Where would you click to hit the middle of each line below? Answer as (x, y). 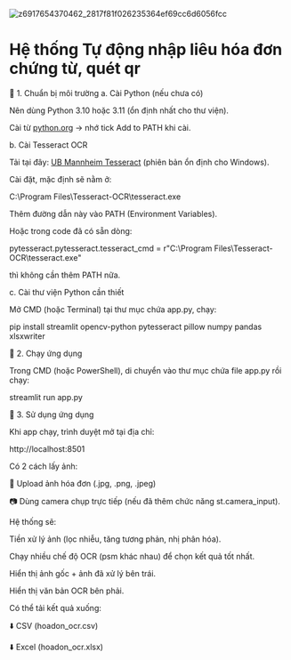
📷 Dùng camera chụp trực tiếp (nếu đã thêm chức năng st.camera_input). (145, 501)
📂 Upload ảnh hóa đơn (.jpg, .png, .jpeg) (83, 483)
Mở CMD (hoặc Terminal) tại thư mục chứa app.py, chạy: (113, 309)
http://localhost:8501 (47, 448)
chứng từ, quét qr (75, 69)
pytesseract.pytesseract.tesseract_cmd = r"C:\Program (111, 248)
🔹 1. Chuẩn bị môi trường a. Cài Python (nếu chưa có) (106, 93)
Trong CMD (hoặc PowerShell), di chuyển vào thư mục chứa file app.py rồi (145, 370)
